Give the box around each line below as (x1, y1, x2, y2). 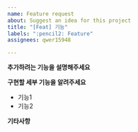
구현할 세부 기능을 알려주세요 (7, 78, 86, 87)
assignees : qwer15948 (7, 37, 71, 44)
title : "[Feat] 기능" (7, 23, 69, 30)
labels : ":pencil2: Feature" (7, 30, 93, 37)
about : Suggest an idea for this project (7, 17, 132, 24)
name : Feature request (7, 10, 74, 18)
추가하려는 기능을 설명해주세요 (7, 63, 91, 71)
